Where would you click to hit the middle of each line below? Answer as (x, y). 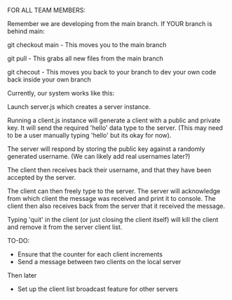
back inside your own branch (49, 79)
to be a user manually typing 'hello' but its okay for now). (89, 135)
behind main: (26, 31)
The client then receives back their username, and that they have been (109, 170)
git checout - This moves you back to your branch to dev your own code (112, 72)
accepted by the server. (41, 177)
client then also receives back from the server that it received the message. (116, 206)
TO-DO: (19, 241)
